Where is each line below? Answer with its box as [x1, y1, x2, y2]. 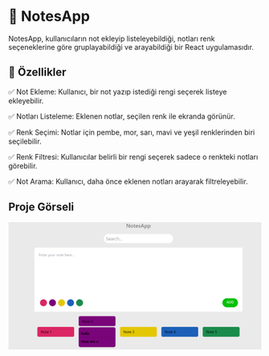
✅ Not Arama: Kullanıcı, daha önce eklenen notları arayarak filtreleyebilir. [8, 176, 248, 186]
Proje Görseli [8, 200, 75, 214]
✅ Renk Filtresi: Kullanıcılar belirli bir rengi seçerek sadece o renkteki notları [8, 152, 259, 161]
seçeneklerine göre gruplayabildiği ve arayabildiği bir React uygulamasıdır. [8, 42, 255, 51]
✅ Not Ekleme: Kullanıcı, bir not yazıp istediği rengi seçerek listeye [8, 87, 227, 96]
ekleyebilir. [8, 95, 44, 105]
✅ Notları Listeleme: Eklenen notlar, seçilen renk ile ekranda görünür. [8, 111, 235, 121]
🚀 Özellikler [8, 66, 67, 79]
